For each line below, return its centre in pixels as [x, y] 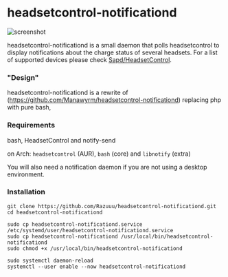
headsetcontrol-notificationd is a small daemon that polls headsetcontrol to [113, 45]
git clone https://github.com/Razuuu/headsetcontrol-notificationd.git [112, 206]
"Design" [23, 77]
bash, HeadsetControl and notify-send [61, 140]
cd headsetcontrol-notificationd [55, 212]
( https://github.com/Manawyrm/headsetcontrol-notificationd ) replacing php [114, 100]
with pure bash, [29, 107]
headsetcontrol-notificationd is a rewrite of [68, 93]
